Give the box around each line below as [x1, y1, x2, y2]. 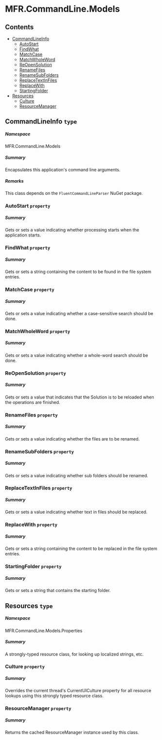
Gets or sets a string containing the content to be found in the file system [5, 269, 152, 275]
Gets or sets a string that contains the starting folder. [5, 588, 111, 593]
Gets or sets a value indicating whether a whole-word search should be [5, 352, 148, 358]
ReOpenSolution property [5, 370, 67, 377]
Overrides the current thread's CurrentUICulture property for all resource [5, 688, 152, 694]
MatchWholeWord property [5, 328, 71, 335]
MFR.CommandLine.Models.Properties [5, 628, 83, 634]
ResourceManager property [5, 705, 72, 712]
